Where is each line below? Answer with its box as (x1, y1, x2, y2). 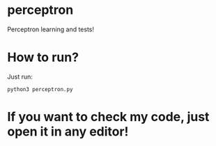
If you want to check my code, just (7, 109, 210, 125)
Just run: (7, 72, 33, 81)
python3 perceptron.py (7, 86, 73, 92)
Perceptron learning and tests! (7, 25, 95, 33)
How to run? (7, 49, 79, 65)
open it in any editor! (7, 124, 129, 140)
